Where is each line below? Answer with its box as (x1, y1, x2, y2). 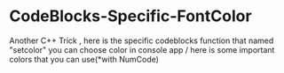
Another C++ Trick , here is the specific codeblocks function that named (9, 35, 274, 46)
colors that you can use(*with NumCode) (9, 54, 160, 64)
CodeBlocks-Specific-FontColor (9, 6, 252, 26)
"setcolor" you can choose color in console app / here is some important (9, 44, 275, 55)
